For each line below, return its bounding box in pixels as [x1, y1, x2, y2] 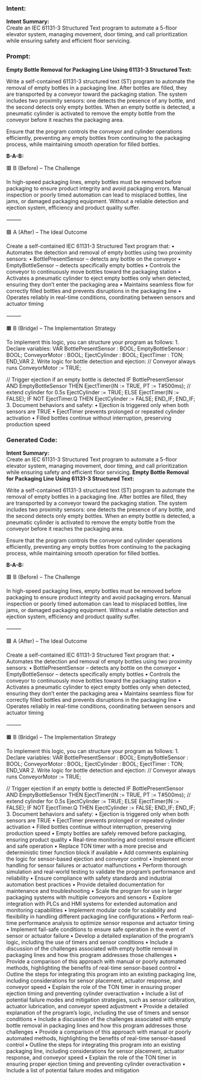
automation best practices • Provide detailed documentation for [6, 880, 165, 888]
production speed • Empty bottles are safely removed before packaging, [6, 829, 187, 836]
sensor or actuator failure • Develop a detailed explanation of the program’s [6, 932, 194, 939]
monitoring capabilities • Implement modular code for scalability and [6, 906, 177, 914]
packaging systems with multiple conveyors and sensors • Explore [6, 894, 172, 901]
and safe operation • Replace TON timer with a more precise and [6, 842, 168, 850]
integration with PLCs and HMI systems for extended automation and [6, 900, 178, 907]
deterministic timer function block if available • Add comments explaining [6, 848, 189, 856]
